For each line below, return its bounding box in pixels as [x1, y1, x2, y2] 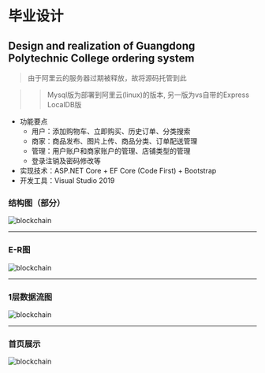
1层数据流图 [8, 291, 53, 302]
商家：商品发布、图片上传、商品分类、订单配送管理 [31, 136, 198, 146]
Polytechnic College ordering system [8, 51, 195, 65]
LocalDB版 [47, 100, 82, 109]
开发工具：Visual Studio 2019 [19, 176, 115, 185]
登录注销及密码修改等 [31, 156, 101, 166]
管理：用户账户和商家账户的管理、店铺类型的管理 [31, 147, 191, 155]
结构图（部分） [8, 197, 65, 208]
